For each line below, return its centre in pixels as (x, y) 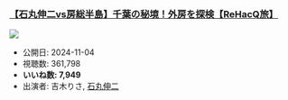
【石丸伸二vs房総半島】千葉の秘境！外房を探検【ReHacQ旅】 (144, 14)
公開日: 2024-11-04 (58, 52)
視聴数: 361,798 (51, 64)
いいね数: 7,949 (51, 75)
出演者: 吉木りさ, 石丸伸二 (70, 86)
